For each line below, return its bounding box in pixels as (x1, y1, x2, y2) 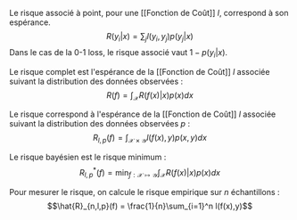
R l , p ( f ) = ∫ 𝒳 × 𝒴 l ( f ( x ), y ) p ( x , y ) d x (92, 133, 208, 145)
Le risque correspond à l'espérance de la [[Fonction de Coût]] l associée (9, 109, 276, 119)
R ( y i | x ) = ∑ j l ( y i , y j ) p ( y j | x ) (106, 31, 194, 44)
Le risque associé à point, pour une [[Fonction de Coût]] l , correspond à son (9, 8, 289, 18)
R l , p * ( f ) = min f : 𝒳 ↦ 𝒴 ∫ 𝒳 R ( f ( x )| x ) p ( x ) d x (78, 166, 221, 180)
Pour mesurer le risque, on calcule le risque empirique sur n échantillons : (9, 186, 280, 197)
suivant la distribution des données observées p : (9, 118, 190, 129)
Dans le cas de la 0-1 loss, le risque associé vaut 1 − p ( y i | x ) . (9, 46, 228, 60)
